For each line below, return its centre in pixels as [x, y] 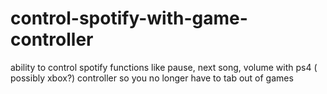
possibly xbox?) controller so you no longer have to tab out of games [152, 78]
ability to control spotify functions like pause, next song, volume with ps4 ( [164, 67]
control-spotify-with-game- [129, 18]
